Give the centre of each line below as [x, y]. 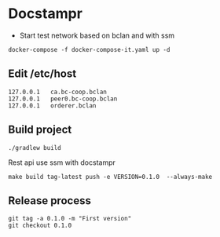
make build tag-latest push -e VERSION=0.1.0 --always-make [110, 177]
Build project [40, 130]
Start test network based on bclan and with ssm [97, 35]
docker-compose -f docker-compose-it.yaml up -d [89, 49]
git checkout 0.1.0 [40, 226]
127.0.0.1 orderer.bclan [52, 106]
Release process [50, 201]
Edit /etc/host [42, 74]
